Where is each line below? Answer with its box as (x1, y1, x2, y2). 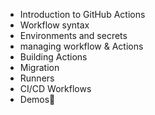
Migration (19, 62, 60, 73)
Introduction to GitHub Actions (19, 9, 146, 20)
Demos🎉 (19, 94, 56, 105)
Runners (19, 72, 55, 84)
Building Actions (19, 51, 88, 63)
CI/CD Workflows (19, 83, 92, 94)
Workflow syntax (19, 19, 90, 31)
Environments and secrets (19, 30, 128, 41)
